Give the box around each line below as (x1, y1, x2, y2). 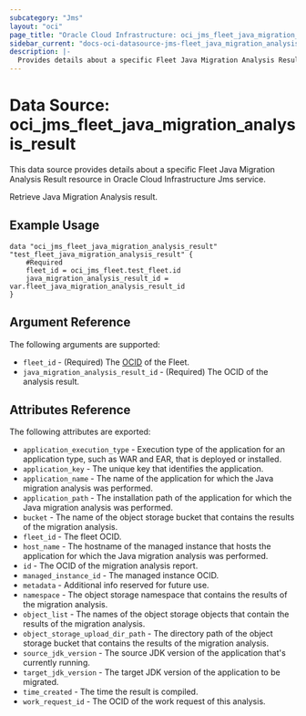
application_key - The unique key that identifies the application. (22, 463, 264, 474)
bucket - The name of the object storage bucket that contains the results (22, 512, 295, 523)
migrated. (22, 677, 59, 688)
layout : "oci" (9, 22, 64, 31)
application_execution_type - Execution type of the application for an (22, 444, 285, 455)
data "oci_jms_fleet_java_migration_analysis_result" (9, 242, 219, 251)
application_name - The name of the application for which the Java (22, 473, 274, 484)
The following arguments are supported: (9, 338, 161, 349)
